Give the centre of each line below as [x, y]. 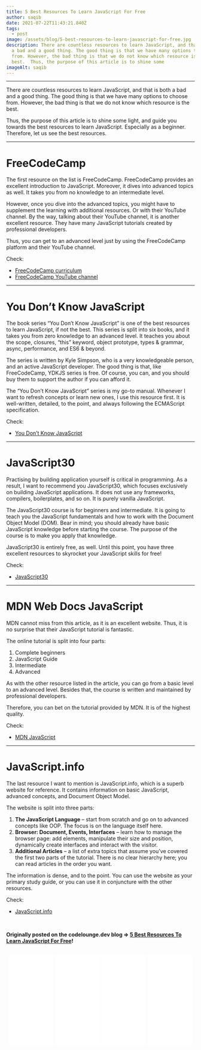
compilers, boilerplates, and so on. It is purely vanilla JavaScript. [86, 499]
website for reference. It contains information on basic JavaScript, [88, 790]
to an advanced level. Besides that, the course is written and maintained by [99, 690]
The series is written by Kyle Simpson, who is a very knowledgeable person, [100, 360]
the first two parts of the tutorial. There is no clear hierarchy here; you [101, 858]
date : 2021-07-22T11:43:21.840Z [46, 23]
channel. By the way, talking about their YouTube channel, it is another [93, 217]
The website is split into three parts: [50, 808]
